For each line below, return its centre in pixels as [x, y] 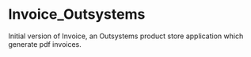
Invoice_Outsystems [77, 14]
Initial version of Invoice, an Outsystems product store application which [126, 36]
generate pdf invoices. [45, 44]
